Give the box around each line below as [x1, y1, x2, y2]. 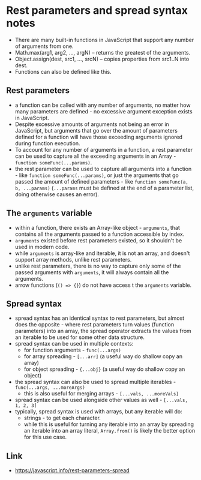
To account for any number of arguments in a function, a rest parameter [14, 146, 193, 153]
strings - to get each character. [23, 415, 101, 422]
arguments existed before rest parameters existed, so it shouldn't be [14, 236, 182, 244]
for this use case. [23, 433, 67, 441]
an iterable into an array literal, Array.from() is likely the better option [23, 427, 196, 434]
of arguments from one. [14, 43, 74, 50]
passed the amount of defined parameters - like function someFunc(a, [14, 178, 189, 185]
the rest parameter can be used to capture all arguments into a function [14, 165, 192, 172]
